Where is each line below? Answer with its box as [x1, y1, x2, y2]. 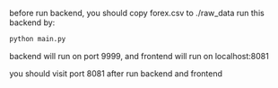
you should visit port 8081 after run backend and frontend [9, 67, 222, 79]
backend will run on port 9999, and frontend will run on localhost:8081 [9, 50, 269, 61]
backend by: [9, 17, 56, 28]
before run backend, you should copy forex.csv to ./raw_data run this [9, 8, 265, 18]
